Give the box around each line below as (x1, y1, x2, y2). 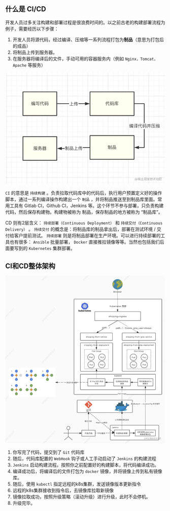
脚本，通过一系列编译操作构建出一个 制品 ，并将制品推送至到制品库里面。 (5, 196, 158, 203)
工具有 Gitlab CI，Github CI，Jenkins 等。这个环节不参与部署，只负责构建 (9, 203, 164, 209)
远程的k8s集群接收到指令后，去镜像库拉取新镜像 (12, 488, 114, 494)
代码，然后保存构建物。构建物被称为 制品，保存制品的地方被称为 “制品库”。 (5, 209, 163, 215)
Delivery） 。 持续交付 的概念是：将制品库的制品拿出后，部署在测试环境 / (5, 226, 156, 233)
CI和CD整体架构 (5, 262, 56, 270)
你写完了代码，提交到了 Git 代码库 (12, 449, 85, 456)
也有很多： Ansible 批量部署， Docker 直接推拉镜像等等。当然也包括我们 (9, 239, 160, 245)
